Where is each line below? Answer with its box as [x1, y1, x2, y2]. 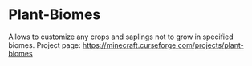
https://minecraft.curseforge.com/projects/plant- [82, 40, 244, 49]
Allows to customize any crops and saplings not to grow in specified [8, 32, 234, 41]
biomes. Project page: [8, 40, 81, 49]
